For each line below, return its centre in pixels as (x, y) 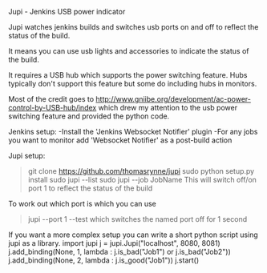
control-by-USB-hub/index (53, 108)
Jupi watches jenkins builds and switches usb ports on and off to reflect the (133, 27)
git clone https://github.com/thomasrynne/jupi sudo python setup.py (141, 171)
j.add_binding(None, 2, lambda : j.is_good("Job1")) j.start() (104, 260)
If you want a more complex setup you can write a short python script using (133, 235)
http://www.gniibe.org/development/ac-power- (173, 99)
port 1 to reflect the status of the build (90, 188)
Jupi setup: (27, 156)
